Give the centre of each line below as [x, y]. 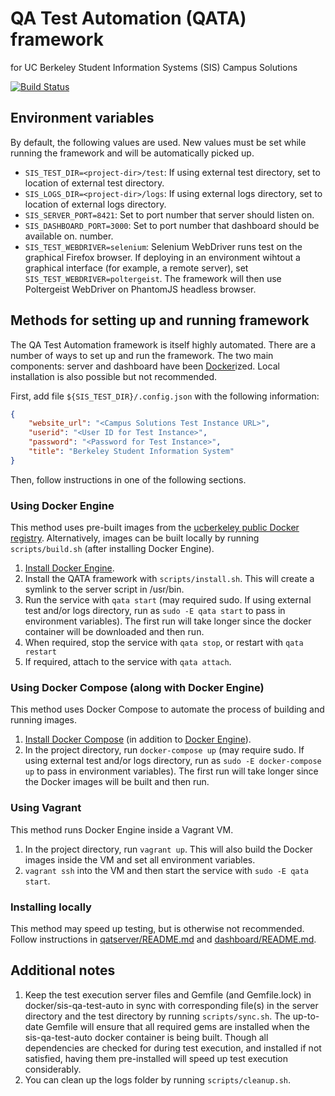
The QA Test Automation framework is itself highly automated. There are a [163, 344]
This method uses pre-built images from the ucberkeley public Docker [155, 528]
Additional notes [63, 970]
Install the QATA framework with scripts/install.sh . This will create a [169, 579]
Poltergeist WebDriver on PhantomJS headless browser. [140, 289]
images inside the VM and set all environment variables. [140, 859]
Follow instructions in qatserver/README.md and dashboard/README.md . [163, 939]
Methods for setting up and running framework [160, 320]
